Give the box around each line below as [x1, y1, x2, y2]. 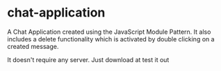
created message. [7, 42, 59, 50]
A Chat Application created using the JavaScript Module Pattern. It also [7, 28, 211, 36]
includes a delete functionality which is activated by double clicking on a [7, 34, 215, 43]
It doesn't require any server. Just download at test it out [7, 55, 170, 63]
